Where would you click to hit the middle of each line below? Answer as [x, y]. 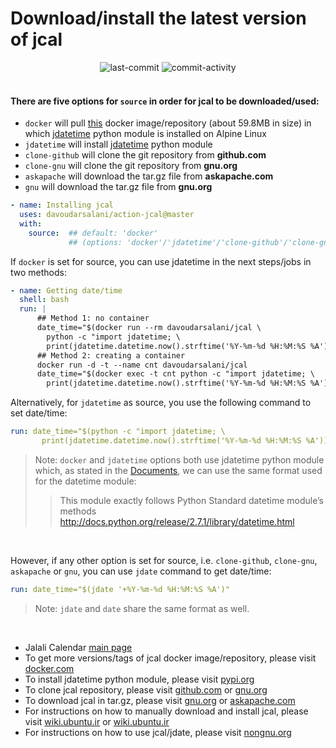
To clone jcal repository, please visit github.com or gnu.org [146, 689]
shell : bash [44, 300]
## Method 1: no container [93, 318]
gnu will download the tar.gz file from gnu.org [118, 187]
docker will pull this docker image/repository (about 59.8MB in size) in [168, 123]
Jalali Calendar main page [78, 647]
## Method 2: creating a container [111, 355]
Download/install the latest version [158, 18]
